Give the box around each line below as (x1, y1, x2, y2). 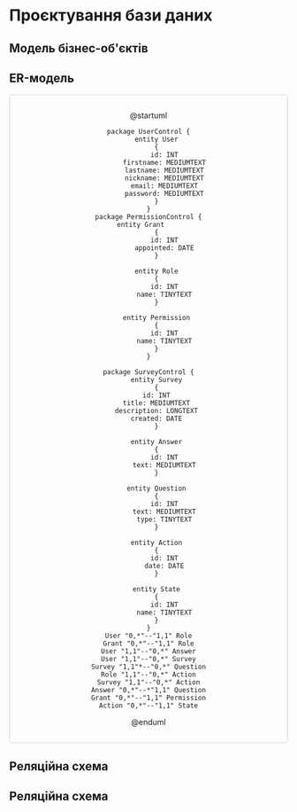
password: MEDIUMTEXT (125, 190, 205, 199)
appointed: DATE (133, 244, 194, 253)
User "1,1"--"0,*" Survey (101, 655, 196, 664)
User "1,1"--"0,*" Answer (101, 647, 196, 656)
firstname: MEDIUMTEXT (122, 159, 206, 168)
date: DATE (144, 562, 185, 571)
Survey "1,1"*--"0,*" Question (91, 662, 206, 672)
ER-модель (9, 70, 75, 85)
